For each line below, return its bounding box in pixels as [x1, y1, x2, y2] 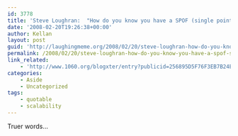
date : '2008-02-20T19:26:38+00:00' [7, 23, 113, 30]
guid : [7, 43, 23, 50]
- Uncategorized [20, 83, 69, 90]
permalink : [7, 50, 40, 57]
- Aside [20, 76, 42, 84]
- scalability [20, 103, 62, 110]
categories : [7, 69, 42, 76]
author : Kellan [7, 30, 52, 38]
